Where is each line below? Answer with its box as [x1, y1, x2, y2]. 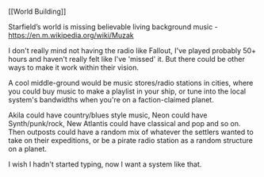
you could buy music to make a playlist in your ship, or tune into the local [8, 87, 247, 96]
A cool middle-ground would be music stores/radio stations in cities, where [8, 79, 254, 87]
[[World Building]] [8, 7, 67, 16]
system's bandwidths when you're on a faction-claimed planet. [8, 95, 214, 104]
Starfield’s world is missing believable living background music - [8, 22, 218, 31]
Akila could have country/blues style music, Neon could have [8, 110, 208, 120]
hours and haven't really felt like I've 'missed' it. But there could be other [8, 55, 246, 63]
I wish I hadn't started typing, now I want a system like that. [8, 160, 202, 169]
